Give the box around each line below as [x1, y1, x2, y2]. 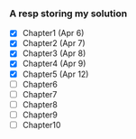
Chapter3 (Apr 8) [22, 48, 86, 59]
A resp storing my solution [9, 7, 128, 20]
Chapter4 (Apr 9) [22, 58, 86, 69]
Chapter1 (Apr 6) [22, 28, 85, 39]
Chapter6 [22, 79, 59, 89]
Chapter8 [22, 98, 59, 110]
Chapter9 [22, 109, 59, 120]
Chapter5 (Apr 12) [22, 69, 89, 79]
